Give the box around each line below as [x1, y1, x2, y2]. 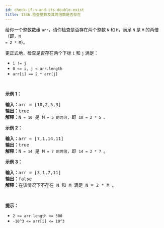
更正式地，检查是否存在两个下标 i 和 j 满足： [5, 50, 99, 56]
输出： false [5, 176, 32, 182]
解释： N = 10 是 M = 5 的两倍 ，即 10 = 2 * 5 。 [5, 114, 108, 120]
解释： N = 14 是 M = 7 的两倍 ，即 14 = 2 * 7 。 [5, 148, 108, 154]
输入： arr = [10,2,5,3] [5, 102, 61, 107]
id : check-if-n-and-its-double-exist [5, 7, 85, 13]
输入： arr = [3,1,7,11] [5, 170, 61, 175]
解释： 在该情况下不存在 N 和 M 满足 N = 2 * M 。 [5, 182, 117, 188]
